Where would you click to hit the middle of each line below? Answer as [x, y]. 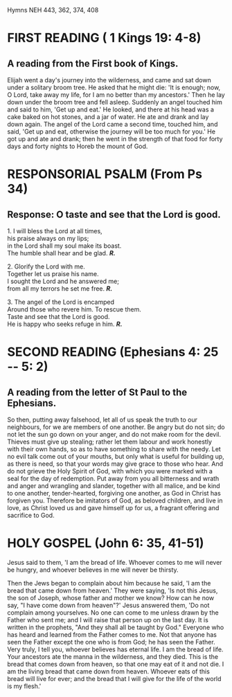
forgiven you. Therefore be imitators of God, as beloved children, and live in [115, 500]
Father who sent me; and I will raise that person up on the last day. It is [108, 619]
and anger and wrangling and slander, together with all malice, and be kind [114, 486]
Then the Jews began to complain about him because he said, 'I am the [109, 583]
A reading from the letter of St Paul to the [97, 392]
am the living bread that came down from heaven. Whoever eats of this [108, 671]
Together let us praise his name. [53, 274]
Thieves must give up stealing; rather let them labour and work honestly [110, 442]
